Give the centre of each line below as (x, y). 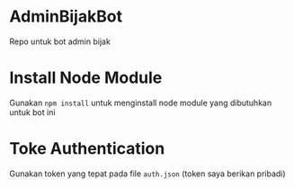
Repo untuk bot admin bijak (60, 41)
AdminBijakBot (66, 17)
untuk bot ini (32, 112)
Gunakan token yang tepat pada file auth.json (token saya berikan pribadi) (147, 174)
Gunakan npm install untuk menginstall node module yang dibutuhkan (141, 103)
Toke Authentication (87, 149)
